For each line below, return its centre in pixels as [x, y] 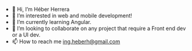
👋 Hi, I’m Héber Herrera [41, 9]
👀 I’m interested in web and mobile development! [72, 16]
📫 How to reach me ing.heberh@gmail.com [66, 41]
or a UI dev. [26, 35]
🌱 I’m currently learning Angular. [51, 22]
